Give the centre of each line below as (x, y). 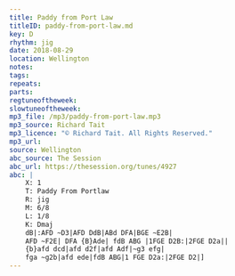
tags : (19, 76)
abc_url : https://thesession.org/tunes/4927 (93, 166)
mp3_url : (25, 142)
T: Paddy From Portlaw (67, 191)
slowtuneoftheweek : (45, 109)
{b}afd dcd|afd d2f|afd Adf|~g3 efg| (95, 249)
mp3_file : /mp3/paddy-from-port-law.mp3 (85, 117)
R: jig (37, 200)
